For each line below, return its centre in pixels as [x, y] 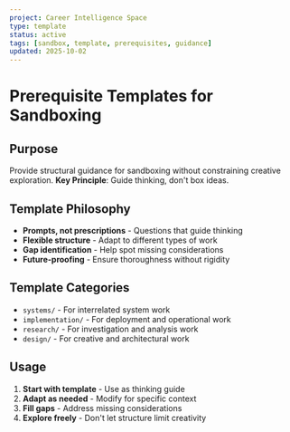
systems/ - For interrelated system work [96, 310]
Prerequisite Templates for [112, 96]
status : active [38, 34]
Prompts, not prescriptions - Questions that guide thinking [133, 230]
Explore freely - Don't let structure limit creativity [114, 418]
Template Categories [70, 288]
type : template [38, 26]
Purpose [34, 149]
